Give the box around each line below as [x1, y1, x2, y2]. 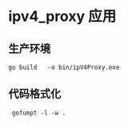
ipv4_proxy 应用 [8, 7, 117, 26]
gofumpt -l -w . [11, 109, 66, 117]
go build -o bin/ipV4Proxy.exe [8, 63, 120, 71]
